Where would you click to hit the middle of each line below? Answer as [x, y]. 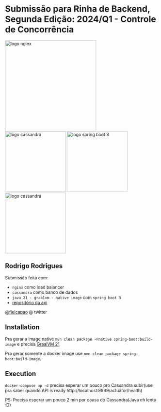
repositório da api [30, 302]
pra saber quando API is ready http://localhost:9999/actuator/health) [74, 391]
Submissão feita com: [27, 278]
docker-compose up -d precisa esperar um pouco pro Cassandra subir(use [79, 385]
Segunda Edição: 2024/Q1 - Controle [80, 19]
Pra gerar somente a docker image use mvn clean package [63, 353]
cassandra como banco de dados [45, 292]
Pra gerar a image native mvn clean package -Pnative [58, 339]
